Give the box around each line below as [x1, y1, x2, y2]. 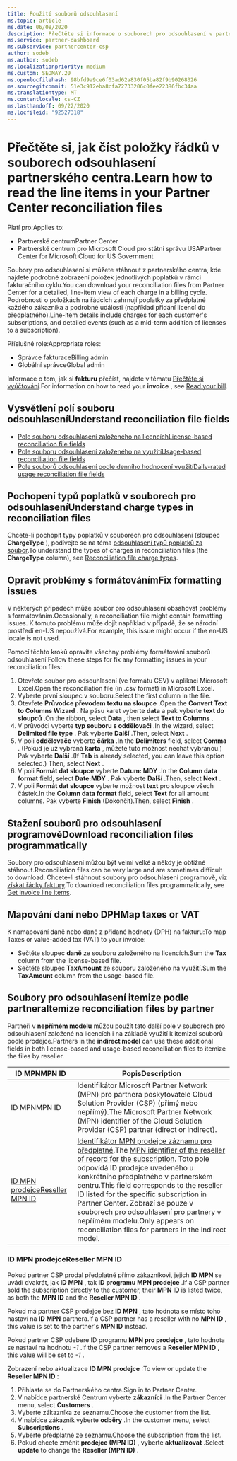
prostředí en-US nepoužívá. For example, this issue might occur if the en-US [7, 627, 228, 635]
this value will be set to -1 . [7, 1351, 85, 1359]
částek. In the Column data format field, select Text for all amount [17, 790, 209, 798]
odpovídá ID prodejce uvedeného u [77, 1162, 194, 1172]
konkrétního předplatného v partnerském [77, 1172, 213, 1182]
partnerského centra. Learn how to [7, 169, 213, 185]
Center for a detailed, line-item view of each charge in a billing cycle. [7, 288, 207, 296]
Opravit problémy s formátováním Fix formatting [7, 574, 222, 586]
